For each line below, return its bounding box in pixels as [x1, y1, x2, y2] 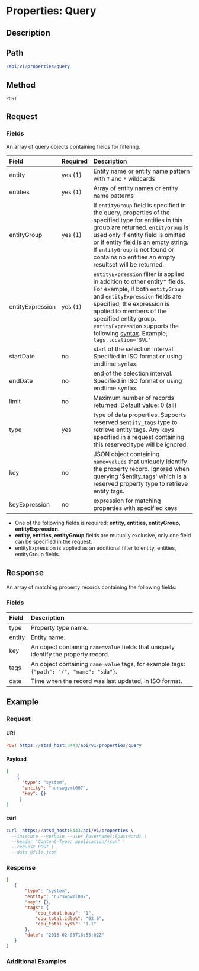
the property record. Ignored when [93, 464, 190, 473]
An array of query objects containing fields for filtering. [6, 143, 140, 150]
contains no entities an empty [93, 253, 176, 261]
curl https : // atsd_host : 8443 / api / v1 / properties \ [6, 828, 134, 834]
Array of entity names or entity [93, 184, 179, 192]
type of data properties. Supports [93, 411, 187, 419]
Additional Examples [6, 957, 67, 965]
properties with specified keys [93, 504, 178, 512]
